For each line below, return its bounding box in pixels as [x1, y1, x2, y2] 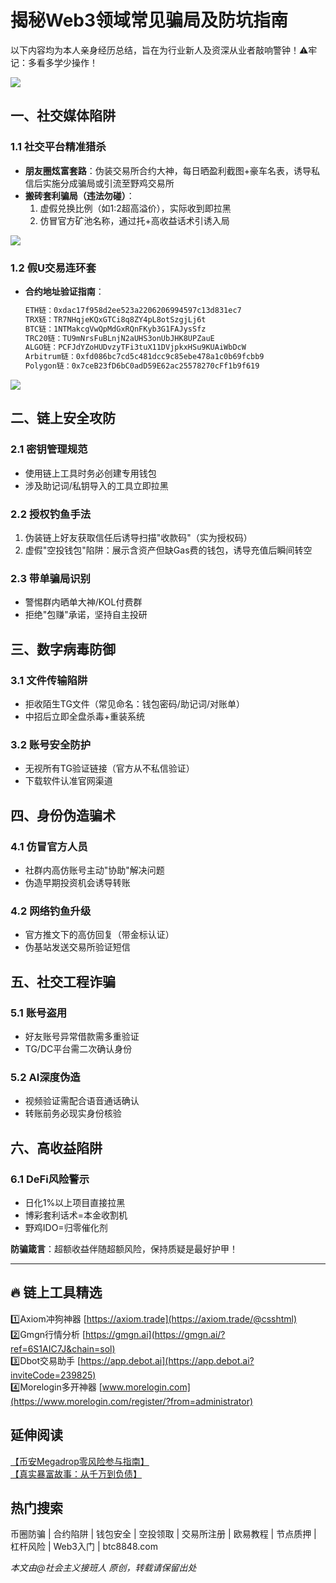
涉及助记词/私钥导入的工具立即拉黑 [24, 479, 169, 491]
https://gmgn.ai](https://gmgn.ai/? [85, 1328, 226, 1340]
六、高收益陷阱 [10, 1139, 103, 1156]
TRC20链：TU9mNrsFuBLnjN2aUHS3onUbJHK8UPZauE [24, 333, 215, 343]
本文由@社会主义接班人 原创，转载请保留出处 [10, 1562, 197, 1574]
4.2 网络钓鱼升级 [10, 904, 92, 918]
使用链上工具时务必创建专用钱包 [24, 467, 157, 479]
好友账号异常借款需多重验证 [24, 1030, 140, 1042]
